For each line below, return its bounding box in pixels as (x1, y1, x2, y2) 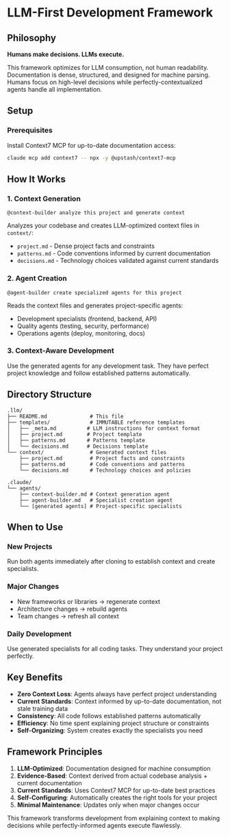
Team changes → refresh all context (16, 611, 120, 620)
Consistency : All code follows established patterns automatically (16, 711, 201, 720)
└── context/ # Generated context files (7, 448, 167, 456)
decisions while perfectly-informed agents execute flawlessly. (7, 821, 182, 829)
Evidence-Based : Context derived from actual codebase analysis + (16, 772, 207, 780)
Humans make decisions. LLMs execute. (7, 50, 125, 58)
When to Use (7, 522, 64, 533)
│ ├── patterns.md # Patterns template (7, 437, 146, 444)
